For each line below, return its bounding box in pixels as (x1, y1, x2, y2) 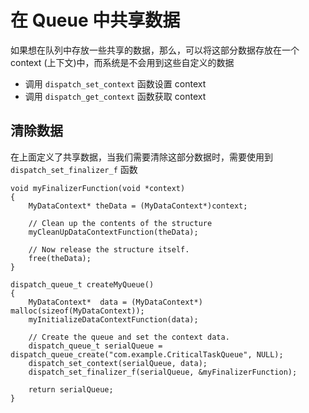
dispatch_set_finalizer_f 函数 (10, 163, 138, 175)
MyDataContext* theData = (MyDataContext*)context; (28, 201, 248, 211)
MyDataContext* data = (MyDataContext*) (28, 297, 203, 307)
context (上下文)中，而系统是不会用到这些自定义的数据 (10, 56, 235, 68)
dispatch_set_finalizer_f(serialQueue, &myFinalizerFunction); (28, 367, 298, 377)
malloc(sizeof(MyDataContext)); (10, 306, 145, 316)
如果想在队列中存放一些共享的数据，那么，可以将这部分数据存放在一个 (10, 44, 300, 56)
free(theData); (28, 253, 92, 263)
